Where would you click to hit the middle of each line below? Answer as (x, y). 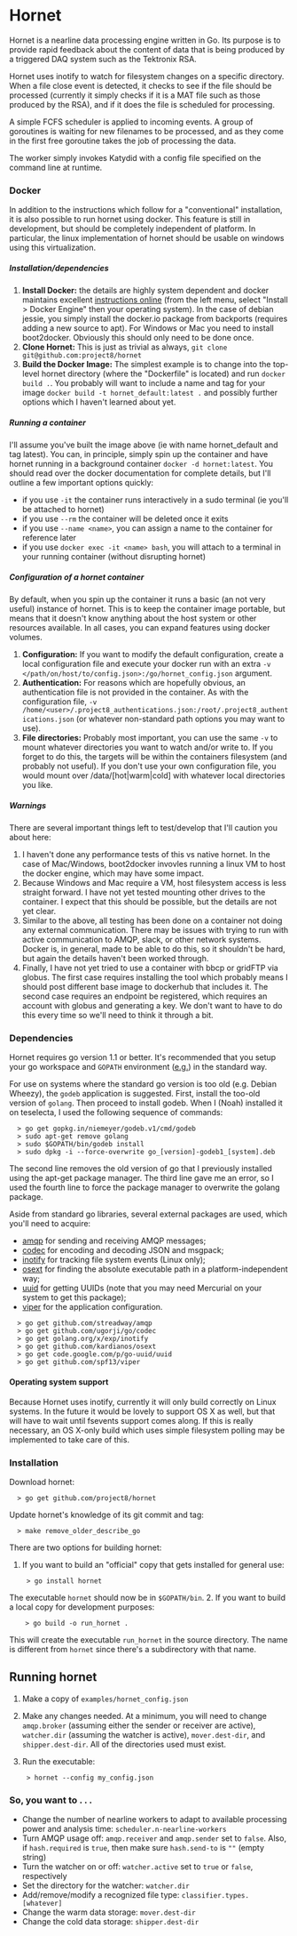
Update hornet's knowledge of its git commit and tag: (106, 1514)
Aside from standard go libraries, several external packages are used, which (148, 1214)
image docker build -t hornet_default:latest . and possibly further (149, 393)
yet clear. (39, 912)
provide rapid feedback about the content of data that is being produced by (147, 49)
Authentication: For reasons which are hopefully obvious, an (134, 683)
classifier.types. (215, 1896)
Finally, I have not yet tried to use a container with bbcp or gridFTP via (150, 968)
